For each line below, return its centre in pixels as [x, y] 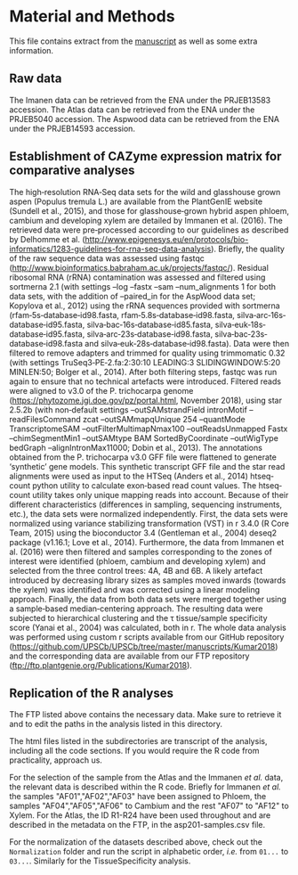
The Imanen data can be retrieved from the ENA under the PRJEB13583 [140, 100]
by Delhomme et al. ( [48, 239]
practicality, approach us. [56, 760]
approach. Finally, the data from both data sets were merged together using [148, 599]
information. [32, 50]
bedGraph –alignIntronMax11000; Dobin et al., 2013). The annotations [136, 447]
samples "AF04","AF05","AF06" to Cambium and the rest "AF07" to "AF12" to [149, 806]
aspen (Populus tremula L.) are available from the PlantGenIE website [136, 201]
